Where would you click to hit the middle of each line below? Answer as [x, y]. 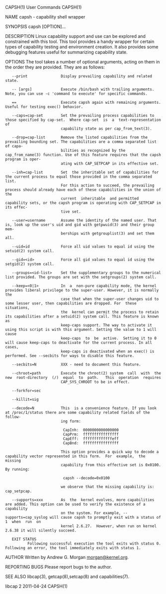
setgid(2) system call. [30, 264]
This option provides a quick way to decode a [110, 452]
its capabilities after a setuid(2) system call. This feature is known [82, 316]
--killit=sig [25, 399]
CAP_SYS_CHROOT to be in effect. [95, 382]
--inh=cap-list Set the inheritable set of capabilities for [85, 172]
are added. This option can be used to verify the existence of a [75, 504]
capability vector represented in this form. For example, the [75, 456]
